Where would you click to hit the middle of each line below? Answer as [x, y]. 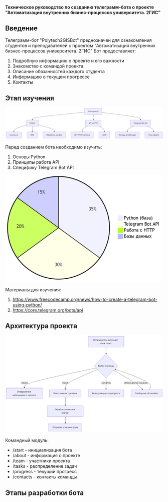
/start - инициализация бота [42, 450]
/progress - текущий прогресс [45, 472]
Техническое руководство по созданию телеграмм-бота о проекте [80, 7]
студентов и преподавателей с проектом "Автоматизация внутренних [80, 46]
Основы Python [29, 157]
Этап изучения [30, 98]
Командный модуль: [27, 441]
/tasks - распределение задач [45, 466]
